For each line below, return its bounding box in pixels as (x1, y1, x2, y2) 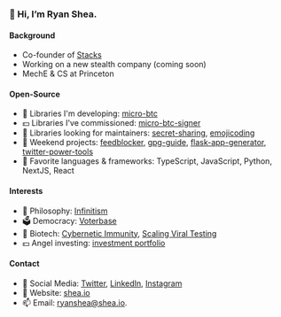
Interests (9, 185, 43, 196)
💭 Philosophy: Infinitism (21, 205, 108, 216)
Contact (9, 259, 40, 269)
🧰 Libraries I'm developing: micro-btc (21, 108, 158, 119)
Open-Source (9, 89, 60, 99)
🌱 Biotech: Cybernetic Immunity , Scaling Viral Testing (21, 228, 217, 238)
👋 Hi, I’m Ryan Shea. (9, 8, 98, 20)
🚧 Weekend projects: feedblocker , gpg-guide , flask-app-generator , (21, 137, 267, 148)
